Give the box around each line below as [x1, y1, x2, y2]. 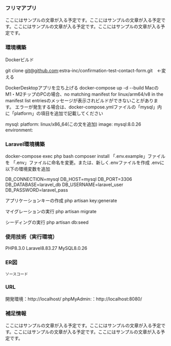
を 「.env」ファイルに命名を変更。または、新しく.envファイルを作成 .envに [5, 159, 165, 166]
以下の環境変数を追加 [5, 166, 50, 172]
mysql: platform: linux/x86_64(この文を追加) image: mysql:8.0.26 [5, 121, 141, 127]
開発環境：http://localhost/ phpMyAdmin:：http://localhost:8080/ [5, 295, 142, 302]
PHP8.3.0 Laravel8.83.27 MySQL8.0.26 [5, 245, 88, 251]
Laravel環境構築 [5, 141, 45, 148]
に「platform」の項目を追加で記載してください [5, 110, 104, 116]
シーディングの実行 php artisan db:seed [5, 219, 89, 225]
